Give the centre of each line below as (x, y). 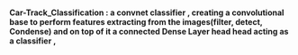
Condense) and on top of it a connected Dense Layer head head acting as (149, 31)
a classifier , (33, 41)
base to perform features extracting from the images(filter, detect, (136, 21)
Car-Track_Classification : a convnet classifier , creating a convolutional (147, 12)
